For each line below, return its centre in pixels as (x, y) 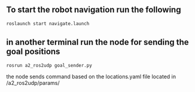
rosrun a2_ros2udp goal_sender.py (49, 65)
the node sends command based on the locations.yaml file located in (91, 76)
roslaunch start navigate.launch (48, 23)
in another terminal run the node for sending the (98, 42)
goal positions (33, 52)
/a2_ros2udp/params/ (33, 82)
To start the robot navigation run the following (94, 10)
